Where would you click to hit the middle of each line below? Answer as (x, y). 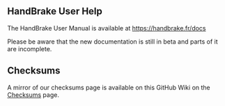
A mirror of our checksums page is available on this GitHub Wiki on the (109, 87)
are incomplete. (30, 48)
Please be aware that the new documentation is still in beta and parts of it (113, 42)
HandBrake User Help (55, 11)
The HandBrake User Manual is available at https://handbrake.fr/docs (107, 28)
